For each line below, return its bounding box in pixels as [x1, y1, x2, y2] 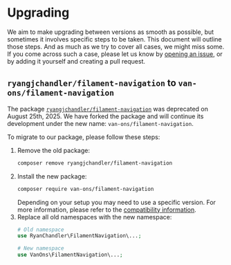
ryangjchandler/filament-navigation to [7, 77, 176, 89]
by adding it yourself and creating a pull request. [7, 57, 145, 65]
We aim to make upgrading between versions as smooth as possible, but [7, 28, 214, 36]
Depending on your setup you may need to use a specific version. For [17, 198, 216, 206]
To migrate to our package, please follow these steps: [7, 133, 160, 141]
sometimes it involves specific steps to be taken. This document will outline [7, 35, 223, 43]
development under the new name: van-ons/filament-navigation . [7, 119, 194, 127]
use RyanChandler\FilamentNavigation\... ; [17, 232, 142, 239]
